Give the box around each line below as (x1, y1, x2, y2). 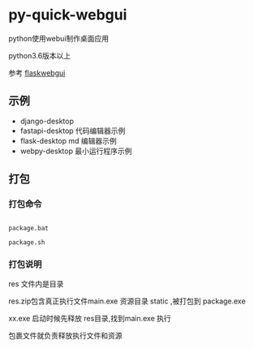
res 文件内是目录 (8, 278, 64, 289)
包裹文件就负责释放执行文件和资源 (8, 330, 123, 340)
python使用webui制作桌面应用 (8, 33, 110, 43)
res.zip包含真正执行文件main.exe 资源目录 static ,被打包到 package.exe (8, 296, 246, 306)
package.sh (8, 238, 45, 247)
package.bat (8, 225, 49, 233)
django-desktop (19, 116, 75, 126)
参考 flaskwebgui (8, 67, 66, 78)
